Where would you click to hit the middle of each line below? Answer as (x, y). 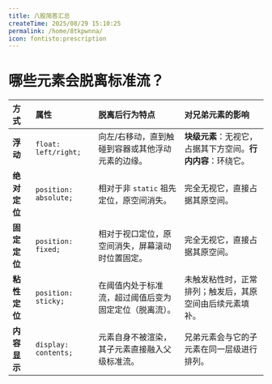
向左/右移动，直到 (132, 137)
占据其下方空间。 (217, 149)
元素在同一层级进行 (221, 349)
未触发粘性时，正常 (221, 279)
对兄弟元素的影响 (217, 115)
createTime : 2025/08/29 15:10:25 (65, 23)
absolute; (54, 198)
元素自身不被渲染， (135, 337)
